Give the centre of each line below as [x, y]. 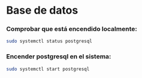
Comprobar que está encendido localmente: [72, 29]
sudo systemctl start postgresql [48, 69]
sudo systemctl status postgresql [49, 41]
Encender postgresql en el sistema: [59, 57]
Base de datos [42, 10]
